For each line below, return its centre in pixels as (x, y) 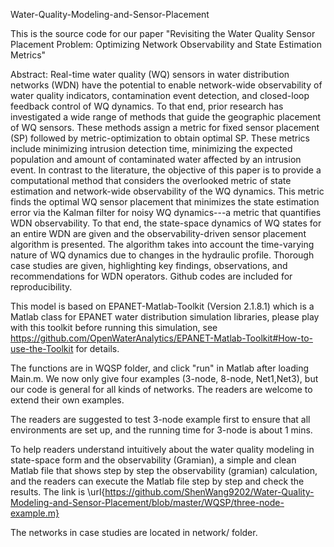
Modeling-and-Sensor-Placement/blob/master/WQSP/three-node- (147, 502)
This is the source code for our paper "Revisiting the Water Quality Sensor (163, 33)
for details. (97, 348)
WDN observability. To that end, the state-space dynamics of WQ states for (166, 223)
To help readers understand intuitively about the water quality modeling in (162, 449)
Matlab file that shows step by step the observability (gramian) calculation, (164, 470)
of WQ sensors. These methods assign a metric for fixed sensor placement (165, 127)
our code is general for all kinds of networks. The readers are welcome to (161, 389)
